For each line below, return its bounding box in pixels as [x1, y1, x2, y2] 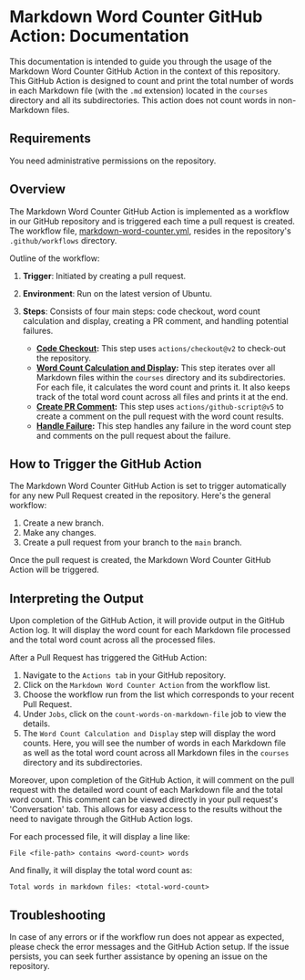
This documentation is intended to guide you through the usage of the [9, 56, 272, 67]
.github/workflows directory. [9, 235, 117, 245]
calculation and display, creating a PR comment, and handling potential [22, 315, 289, 326]
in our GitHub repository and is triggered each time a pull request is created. [9, 215, 296, 226]
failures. [22, 325, 54, 336]
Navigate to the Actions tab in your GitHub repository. [22, 670, 226, 681]
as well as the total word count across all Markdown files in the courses [22, 747, 290, 758]
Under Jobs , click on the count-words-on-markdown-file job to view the [22, 709, 287, 720]
